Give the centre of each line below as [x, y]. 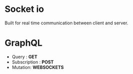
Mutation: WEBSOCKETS [38, 67]
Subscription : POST [33, 62]
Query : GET [25, 57]
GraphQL [24, 43]
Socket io [24, 9]
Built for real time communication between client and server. [66, 23]
